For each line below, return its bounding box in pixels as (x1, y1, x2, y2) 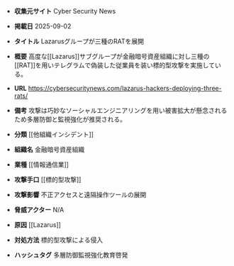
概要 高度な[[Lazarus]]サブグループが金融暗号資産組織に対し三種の (13, 52, 210, 60)
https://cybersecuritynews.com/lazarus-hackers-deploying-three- (28, 84, 222, 92)
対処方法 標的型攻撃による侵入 (13, 235, 104, 244)
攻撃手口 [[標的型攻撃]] (13, 175, 82, 184)
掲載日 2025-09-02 (13, 22, 72, 31)
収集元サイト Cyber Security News (13, 7, 116, 15)
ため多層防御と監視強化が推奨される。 (13, 115, 126, 123)
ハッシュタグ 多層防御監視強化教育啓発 (13, 251, 128, 259)
